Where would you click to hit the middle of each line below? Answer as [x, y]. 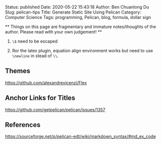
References [23, 125]
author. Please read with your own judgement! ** [54, 32]
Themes [18, 71]
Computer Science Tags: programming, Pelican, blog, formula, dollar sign [78, 17]
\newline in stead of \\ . [35, 56]
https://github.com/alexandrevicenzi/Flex [46, 82]
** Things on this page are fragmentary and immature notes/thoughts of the [80, 27]
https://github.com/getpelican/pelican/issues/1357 [55, 110]
